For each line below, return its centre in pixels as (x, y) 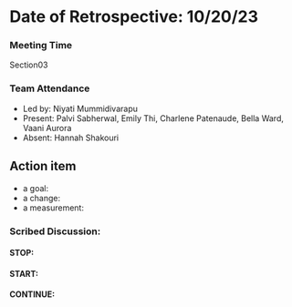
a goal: (35, 188)
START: (24, 273)
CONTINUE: (32, 294)
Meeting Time (41, 46)
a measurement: (53, 208)
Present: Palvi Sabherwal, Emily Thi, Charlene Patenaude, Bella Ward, (153, 118)
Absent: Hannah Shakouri (71, 138)
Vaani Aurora (47, 128)
